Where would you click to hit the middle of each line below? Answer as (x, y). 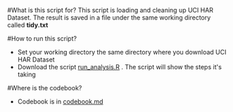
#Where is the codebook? (45, 88)
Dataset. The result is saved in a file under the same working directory (109, 17)
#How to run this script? (42, 38)
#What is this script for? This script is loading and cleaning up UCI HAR (110, 10)
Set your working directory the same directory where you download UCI (122, 52)
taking (27, 74)
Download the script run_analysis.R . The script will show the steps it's (119, 67)
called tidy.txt (28, 25)
